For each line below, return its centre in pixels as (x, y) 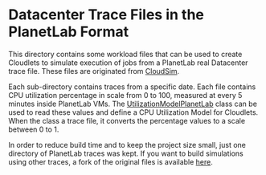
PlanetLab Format (69, 32)
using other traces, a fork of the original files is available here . (110, 161)
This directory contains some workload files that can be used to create (125, 54)
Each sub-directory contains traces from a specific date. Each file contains (132, 87)
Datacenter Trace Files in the (106, 15)
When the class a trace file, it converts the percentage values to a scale (127, 120)
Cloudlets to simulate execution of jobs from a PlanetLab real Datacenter (128, 63)
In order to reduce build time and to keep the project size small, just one (127, 144)
